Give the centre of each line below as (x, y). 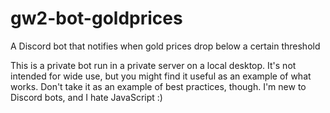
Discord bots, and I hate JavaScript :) (86, 97)
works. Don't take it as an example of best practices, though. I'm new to (158, 86)
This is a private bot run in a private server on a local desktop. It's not (153, 65)
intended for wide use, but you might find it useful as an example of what (161, 76)
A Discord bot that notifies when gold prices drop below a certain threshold (165, 46)
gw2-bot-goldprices (96, 18)
